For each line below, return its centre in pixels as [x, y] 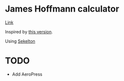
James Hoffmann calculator [62, 9]
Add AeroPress [27, 74]
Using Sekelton [20, 41]
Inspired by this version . [29, 32]
